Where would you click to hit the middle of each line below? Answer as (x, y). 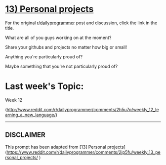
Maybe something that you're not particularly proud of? (62, 66)
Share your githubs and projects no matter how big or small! (66, 47)
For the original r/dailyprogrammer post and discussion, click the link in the (81, 23)
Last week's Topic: (44, 86)
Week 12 (14, 100)
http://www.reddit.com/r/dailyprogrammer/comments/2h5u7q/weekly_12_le (83, 109)
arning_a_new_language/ (30, 115)
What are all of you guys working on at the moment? (58, 38)
